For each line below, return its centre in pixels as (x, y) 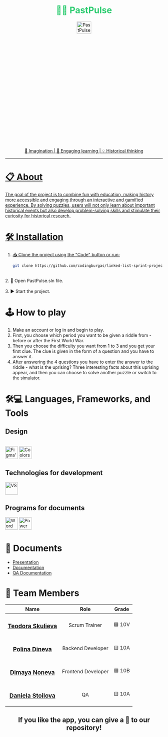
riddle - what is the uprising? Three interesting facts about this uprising (85, 367)
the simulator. (26, 378)
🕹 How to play (36, 312)
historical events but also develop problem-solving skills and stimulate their (83, 210)
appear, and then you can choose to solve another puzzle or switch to (84, 372)
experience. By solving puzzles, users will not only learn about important (80, 205)
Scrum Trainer (85, 625)
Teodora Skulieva (32, 626)
